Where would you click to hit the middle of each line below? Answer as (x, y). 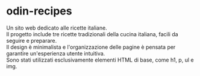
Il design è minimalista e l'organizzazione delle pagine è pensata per (91, 47)
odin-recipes (39, 11)
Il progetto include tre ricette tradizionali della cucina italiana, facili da (92, 34)
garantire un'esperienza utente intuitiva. (56, 53)
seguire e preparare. (32, 40)
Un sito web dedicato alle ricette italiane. (57, 28)
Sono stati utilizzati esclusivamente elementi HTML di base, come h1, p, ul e (100, 60)
